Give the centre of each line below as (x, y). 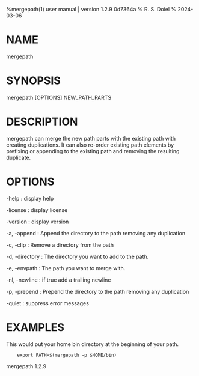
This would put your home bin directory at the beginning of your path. (93, 344)
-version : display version (38, 222)
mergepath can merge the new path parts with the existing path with (91, 138)
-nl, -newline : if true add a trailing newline (59, 280)
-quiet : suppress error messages (47, 303)
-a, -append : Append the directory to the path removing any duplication (96, 233)
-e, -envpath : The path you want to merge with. (66, 268)
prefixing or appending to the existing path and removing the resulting (93, 151)
